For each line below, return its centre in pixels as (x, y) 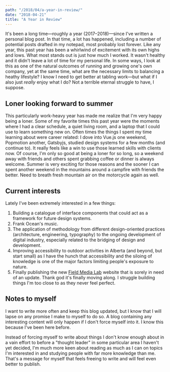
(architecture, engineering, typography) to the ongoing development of (87, 234)
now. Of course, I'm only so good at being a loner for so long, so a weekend (84, 154)
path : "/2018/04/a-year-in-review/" (44, 10)
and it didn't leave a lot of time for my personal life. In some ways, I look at (83, 61)
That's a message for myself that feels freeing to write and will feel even (81, 358)
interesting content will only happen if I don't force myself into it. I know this (84, 322)
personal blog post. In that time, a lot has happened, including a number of (83, 39)
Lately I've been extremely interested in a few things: (60, 203)
